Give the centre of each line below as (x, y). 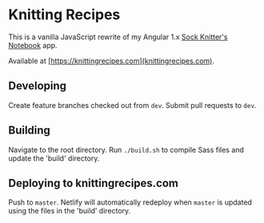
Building (29, 131)
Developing (37, 86)
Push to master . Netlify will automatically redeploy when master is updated (130, 202)
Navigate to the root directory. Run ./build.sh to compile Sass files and (126, 149)
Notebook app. (33, 45)
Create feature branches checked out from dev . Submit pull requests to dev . (132, 105)
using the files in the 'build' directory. (70, 211)
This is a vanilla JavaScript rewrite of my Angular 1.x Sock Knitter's (118, 37)
